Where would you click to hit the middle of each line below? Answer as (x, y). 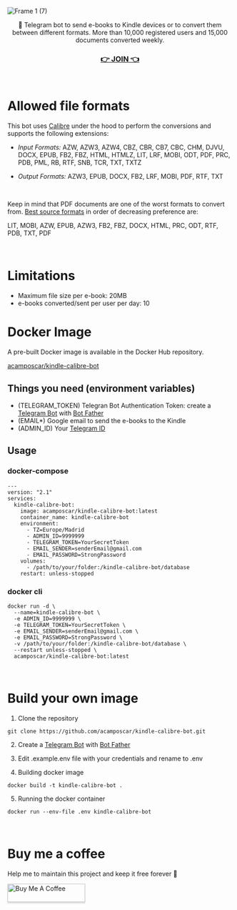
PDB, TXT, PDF (30, 233)
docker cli (25, 591)
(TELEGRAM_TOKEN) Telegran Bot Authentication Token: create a (114, 405)
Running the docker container (61, 798)
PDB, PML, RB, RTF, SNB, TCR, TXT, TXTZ (80, 163)
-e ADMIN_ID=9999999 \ (47, 618)
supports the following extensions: (58, 134)
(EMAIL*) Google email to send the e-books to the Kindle (102, 420)
